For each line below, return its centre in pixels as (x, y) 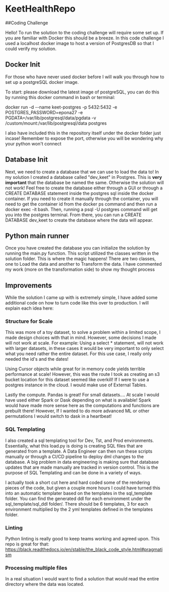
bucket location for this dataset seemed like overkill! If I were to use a (77, 380)
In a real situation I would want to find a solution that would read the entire (82, 579)
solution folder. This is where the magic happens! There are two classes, (81, 259)
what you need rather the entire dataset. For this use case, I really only (79, 354)
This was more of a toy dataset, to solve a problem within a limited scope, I (83, 332)
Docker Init (23, 64)
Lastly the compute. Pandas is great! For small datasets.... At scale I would (82, 395)
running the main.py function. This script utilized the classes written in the (82, 254)
